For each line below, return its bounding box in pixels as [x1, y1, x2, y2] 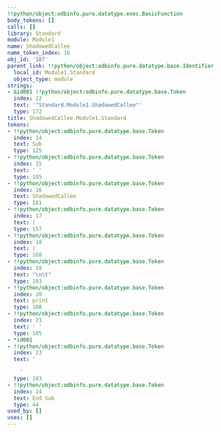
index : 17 [13, 212, 42, 220]
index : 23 [13, 349, 42, 356]
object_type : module [13, 75, 73, 83]
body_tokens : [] [7, 17, 55, 24]
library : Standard [7, 29, 61, 37]
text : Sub [13, 141, 42, 148]
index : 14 [13, 134, 42, 141]
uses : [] [7, 414, 33, 421]
